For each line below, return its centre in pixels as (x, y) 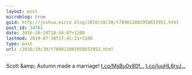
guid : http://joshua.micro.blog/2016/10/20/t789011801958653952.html (93, 22)
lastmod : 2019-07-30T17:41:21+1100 (49, 38)
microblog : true (26, 17)
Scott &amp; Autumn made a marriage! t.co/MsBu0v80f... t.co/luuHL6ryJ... (96, 66)
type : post (19, 44)
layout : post (22, 11)
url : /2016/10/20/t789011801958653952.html (60, 49)
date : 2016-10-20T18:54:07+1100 (45, 33)
